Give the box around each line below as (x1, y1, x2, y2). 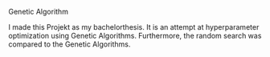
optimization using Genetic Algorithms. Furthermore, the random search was (8, 31, 262, 40)
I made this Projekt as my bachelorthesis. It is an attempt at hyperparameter (8, 22, 260, 31)
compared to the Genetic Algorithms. (8, 39, 131, 49)
